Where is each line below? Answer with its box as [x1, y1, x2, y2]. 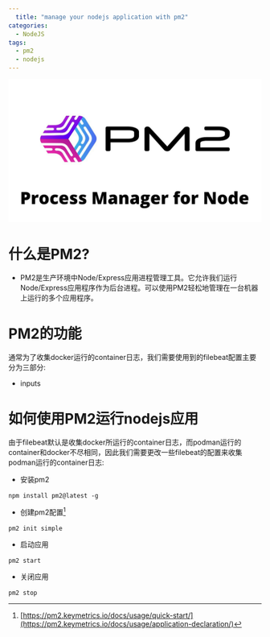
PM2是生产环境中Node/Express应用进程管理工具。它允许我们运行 [19, 273, 238, 283]
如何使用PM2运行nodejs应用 [8, 409, 199, 428]
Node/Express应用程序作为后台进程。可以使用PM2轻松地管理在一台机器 [19, 283, 259, 293]
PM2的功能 [8, 325, 82, 342]
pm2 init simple [8, 524, 63, 532]
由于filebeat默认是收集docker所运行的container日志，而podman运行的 [8, 437, 242, 447]
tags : [8, 39, 27, 47]
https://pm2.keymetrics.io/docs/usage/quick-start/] [22, 610, 194, 620]
